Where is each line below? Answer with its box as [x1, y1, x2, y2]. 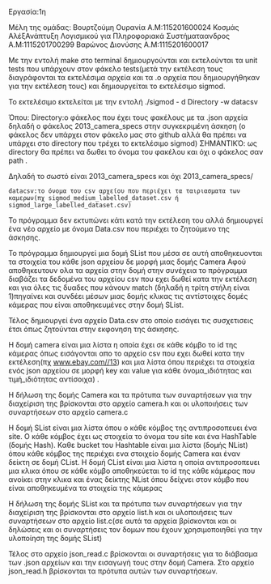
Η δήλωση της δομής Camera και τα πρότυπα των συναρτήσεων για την [8, 390, 252, 399]
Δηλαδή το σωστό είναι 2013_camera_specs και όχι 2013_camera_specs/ [8, 172, 253, 181]
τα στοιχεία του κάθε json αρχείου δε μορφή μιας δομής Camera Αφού [8, 257, 247, 266]
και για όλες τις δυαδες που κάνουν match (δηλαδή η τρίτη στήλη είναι [8, 283, 251, 292]
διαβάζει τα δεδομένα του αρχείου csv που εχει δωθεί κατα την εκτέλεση [8, 275, 257, 283]
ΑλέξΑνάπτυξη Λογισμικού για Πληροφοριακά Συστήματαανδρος [8, 32, 231, 40]
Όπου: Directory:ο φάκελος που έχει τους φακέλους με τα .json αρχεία [8, 113, 248, 122]
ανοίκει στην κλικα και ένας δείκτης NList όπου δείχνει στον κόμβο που [8, 475, 249, 484]
